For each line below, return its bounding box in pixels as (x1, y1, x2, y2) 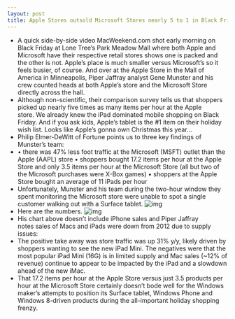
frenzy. (17, 304, 38, 312)
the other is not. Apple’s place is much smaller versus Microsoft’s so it (17, 58, 219, 66)
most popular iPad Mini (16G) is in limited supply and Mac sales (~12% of (17, 251, 227, 260)
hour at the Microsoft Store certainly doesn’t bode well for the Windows (17, 281, 224, 290)
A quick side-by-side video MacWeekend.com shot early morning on (17, 36, 216, 44)
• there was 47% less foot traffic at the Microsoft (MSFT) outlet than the (17, 148, 226, 156)
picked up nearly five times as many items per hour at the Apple (17, 103, 202, 111)
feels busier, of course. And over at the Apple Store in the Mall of (17, 66, 205, 74)
